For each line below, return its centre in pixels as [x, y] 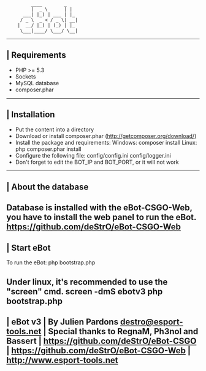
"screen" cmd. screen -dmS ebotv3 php [85, 292]
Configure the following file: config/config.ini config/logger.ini [93, 155]
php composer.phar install [48, 149]
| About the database [48, 187]
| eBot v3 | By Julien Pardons [62, 322]
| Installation [31, 115]
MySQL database [37, 83]
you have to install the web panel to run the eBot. [101, 217]
